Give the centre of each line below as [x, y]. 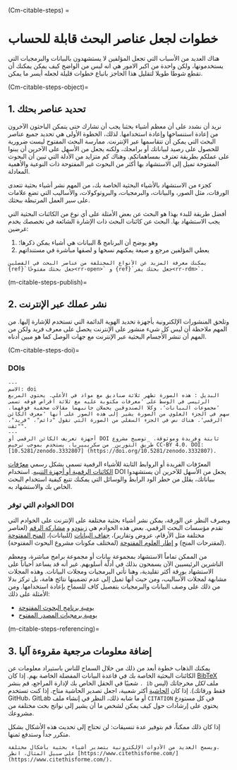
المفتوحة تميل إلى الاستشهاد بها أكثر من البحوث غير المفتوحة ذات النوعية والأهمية [114, 164]
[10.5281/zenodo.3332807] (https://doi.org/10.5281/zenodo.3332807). [113, 451]
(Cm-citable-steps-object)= [48, 87]
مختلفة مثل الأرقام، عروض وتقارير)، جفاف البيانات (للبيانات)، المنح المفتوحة [107, 535]
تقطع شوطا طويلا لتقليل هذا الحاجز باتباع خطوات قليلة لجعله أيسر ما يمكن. [105, 73]
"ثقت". [18, 426]
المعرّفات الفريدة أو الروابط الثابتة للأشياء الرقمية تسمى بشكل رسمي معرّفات [109, 464]
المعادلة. [19, 171]
